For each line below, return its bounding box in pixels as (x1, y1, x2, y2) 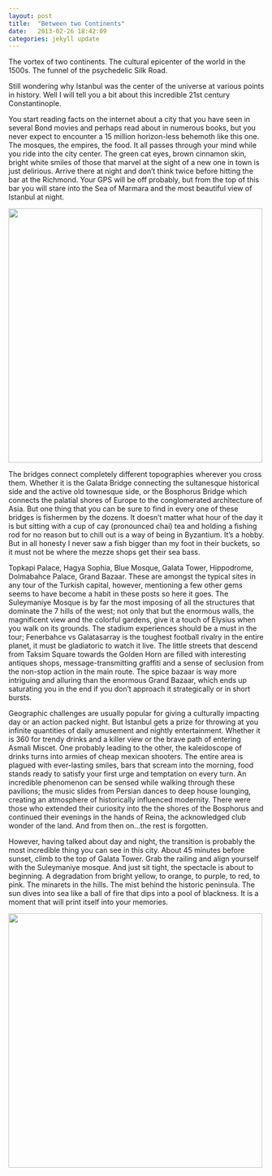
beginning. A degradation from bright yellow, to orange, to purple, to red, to (8, 872, 261, 881)
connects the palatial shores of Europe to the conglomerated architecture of (8, 496, 262, 505)
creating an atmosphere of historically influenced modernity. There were (8, 795, 251, 805)
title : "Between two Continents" (8, 20, 126, 28)
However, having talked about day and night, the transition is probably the (8, 837, 256, 846)
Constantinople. (8, 98, 62, 108)
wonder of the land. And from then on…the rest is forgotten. (8, 821, 209, 831)
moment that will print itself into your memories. (8, 897, 169, 907)
